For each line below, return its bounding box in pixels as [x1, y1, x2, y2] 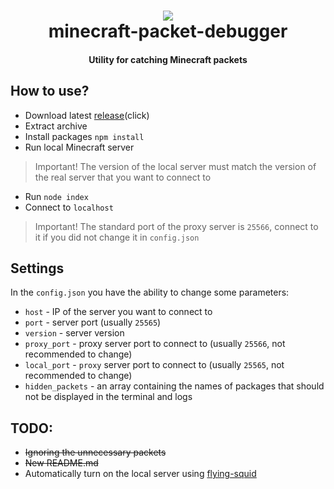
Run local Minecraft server [24, 141, 135, 153]
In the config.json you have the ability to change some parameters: [10, 286, 290, 299]
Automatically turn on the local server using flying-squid [24, 468, 257, 480]
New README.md [24, 457, 99, 469]
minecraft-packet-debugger [48, 20, 288, 43]
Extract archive [24, 120, 88, 132]
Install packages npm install [24, 130, 145, 142]
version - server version [24, 327, 125, 339]
